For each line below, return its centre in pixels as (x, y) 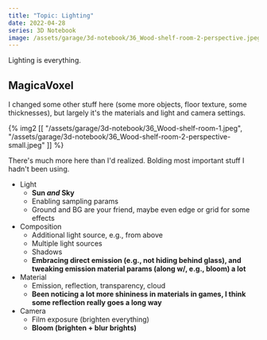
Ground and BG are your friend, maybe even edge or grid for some (141, 210)
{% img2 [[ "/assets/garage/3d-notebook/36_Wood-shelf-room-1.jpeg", (125, 129)
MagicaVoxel (41, 85)
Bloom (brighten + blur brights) (84, 328)
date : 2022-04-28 (37, 23)
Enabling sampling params (75, 201)
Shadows (47, 252)
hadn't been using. (39, 169)
